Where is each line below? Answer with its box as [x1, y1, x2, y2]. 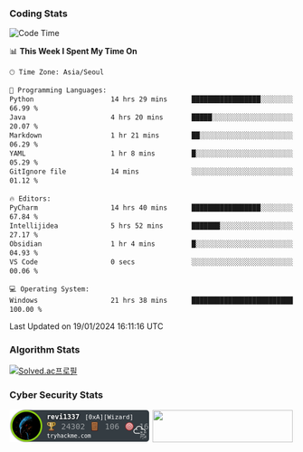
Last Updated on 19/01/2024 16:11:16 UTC [9, 321, 164, 332]
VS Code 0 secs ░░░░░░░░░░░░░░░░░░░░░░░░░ [9, 258, 294, 267]
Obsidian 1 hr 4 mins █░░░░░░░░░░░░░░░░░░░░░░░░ [9, 240, 294, 249]
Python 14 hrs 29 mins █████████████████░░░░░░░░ [9, 95, 294, 104]
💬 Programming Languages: [9, 86, 107, 95]
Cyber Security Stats [9, 388, 104, 400]
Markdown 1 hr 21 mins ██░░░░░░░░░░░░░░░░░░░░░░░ [9, 131, 294, 140]
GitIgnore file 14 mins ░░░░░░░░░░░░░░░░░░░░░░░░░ [9, 167, 294, 176]
